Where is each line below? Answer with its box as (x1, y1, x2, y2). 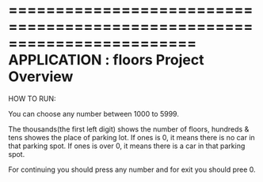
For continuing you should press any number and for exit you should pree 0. (8, 165, 256, 174)
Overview (8, 68, 74, 86)
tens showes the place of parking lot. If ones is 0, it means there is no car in (8, 132, 255, 142)
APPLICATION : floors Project (8, 51, 204, 69)
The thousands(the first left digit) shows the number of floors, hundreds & (8, 124, 250, 134)
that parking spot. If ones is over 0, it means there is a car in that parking (8, 141, 246, 150)
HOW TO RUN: (8, 94, 57, 103)
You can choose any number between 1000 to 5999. (8, 109, 180, 118)
